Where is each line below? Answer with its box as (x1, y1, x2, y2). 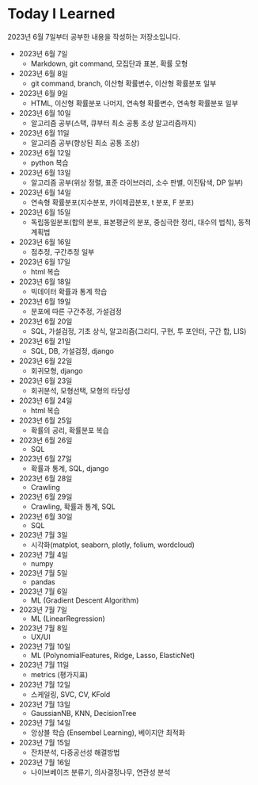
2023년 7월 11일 (18, 660, 70, 669)
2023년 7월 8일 (18, 623, 68, 633)
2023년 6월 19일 (18, 297, 71, 306)
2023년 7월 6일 (18, 586, 68, 595)
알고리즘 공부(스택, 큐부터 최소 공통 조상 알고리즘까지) (30, 118, 197, 128)
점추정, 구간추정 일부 (30, 247, 95, 256)
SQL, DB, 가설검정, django (30, 346, 114, 355)
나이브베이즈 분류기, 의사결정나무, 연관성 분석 (30, 767, 171, 777)
